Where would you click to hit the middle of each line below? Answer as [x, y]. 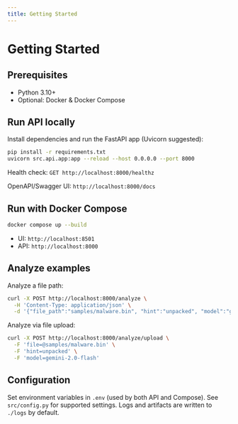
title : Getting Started [42, 14]
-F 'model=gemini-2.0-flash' [57, 358]
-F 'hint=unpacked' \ [46, 352]
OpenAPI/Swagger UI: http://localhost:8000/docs [81, 186]
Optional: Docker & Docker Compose [71, 99]
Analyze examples [49, 268]
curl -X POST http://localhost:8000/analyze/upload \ [89, 338]
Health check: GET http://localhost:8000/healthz [81, 173]
